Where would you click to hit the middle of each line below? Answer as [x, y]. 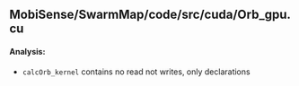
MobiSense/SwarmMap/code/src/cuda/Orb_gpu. [150, 15]
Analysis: [27, 51]
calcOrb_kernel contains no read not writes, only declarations [136, 72]
